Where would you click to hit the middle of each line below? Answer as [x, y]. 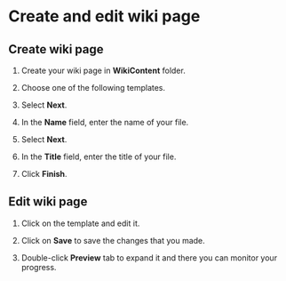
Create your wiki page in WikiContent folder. [103, 70]
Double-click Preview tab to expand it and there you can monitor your [149, 257]
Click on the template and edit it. [80, 223]
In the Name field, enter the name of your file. [105, 122]
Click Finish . [44, 174]
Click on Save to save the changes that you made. [113, 240]
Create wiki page [56, 49]
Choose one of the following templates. [93, 88]
